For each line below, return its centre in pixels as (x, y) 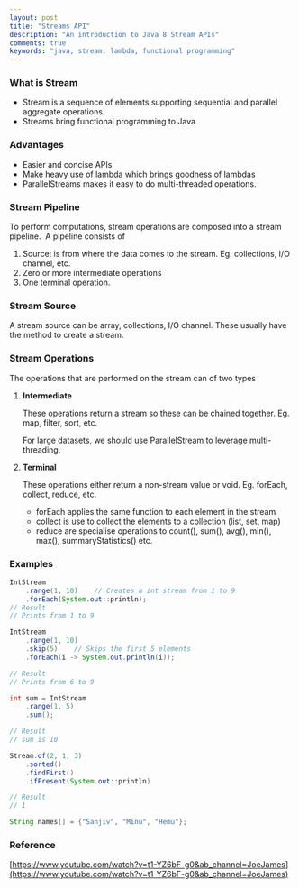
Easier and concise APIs (67, 164)
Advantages (37, 145)
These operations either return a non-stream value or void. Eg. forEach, (155, 484)
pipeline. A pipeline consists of (68, 236)
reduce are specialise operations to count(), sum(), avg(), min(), (154, 531)
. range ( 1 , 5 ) (50, 707)
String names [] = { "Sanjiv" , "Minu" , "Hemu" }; (98, 822)
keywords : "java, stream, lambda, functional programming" (122, 51)
